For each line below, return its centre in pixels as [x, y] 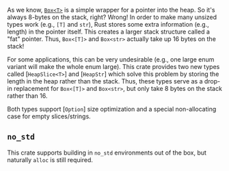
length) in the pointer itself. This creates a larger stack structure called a [108, 31]
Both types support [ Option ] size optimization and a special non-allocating [112, 109]
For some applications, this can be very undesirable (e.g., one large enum [111, 60]
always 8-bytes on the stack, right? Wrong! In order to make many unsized [112, 17]
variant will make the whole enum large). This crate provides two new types [113, 67]
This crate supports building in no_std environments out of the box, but [107, 153]
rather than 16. [27, 96]
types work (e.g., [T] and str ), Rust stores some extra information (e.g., [108, 24]
